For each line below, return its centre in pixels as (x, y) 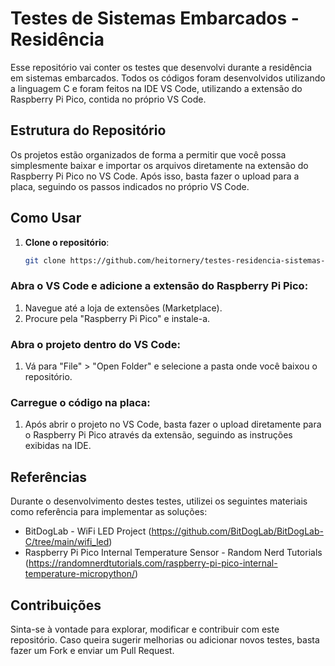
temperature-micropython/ (80, 574)
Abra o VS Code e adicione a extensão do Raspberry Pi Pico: (159, 286)
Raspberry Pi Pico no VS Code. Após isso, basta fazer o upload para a (155, 176)
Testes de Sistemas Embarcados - (155, 18)
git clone (45, 260)
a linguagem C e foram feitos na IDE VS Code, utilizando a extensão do (156, 88)
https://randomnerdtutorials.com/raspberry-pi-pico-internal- (153, 563)
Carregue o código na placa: (80, 402)
